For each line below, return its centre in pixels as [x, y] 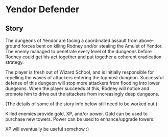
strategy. [15, 62]
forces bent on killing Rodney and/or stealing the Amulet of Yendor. [92, 46]
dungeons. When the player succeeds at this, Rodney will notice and [77, 88]
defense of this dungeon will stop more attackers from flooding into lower [82, 83]
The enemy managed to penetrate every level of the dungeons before [79, 51]
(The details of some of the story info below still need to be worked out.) [81, 104]
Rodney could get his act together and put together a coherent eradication [83, 57]
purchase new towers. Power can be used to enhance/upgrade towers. [80, 119]
